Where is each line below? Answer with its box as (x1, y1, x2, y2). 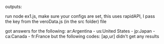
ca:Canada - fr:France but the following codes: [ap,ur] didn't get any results (5, 34, 160, 39)
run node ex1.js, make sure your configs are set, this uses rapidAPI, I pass (5, 13, 155, 19)
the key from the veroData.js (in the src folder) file (5, 19, 107, 24)
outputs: (5, 4, 22, 9)
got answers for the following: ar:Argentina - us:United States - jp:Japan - (5, 28, 156, 34)
